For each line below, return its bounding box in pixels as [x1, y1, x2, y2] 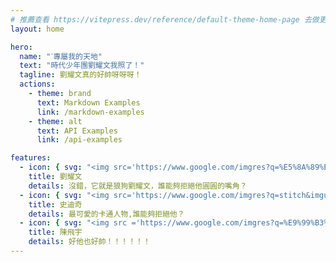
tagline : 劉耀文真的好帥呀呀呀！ [19, 70, 142, 80]
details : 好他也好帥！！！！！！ [28, 237, 151, 247]
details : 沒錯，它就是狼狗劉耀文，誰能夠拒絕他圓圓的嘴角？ [28, 181, 248, 191]
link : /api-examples [36, 135, 123, 145]
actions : [19, 79, 56, 90]
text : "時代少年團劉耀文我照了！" [19, 61, 145, 71]
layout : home [10, 24, 65, 34]
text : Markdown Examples [36, 97, 141, 108]
